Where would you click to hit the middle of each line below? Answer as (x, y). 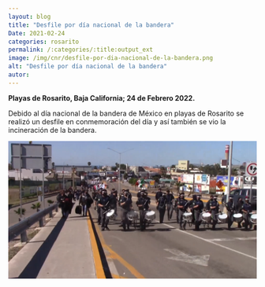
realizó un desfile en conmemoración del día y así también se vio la (117, 121)
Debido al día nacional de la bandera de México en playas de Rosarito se (126, 113)
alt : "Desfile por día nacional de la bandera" (88, 67)
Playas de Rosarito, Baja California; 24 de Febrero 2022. (102, 98)
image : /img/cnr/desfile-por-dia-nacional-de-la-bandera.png (111, 58)
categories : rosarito (44, 42)
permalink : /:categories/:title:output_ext (81, 50)
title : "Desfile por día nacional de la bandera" (91, 25)
